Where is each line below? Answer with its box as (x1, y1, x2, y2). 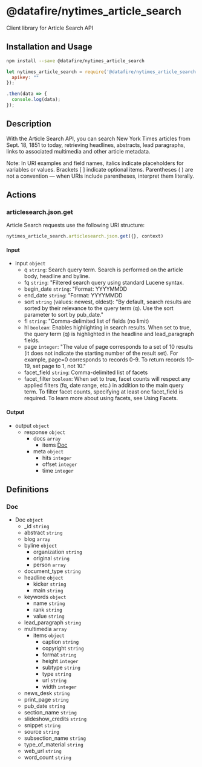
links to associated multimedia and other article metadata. (6, 147, 151, 155)
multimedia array (24, 626, 67, 633)
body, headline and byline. (24, 273, 90, 280)
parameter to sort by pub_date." (24, 311, 104, 319)
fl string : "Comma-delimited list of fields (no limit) (24, 317, 149, 325)
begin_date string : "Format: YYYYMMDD (24, 285, 128, 293)
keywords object (24, 594, 67, 601)
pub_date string (24, 702, 65, 710)
